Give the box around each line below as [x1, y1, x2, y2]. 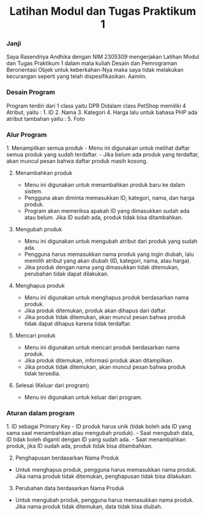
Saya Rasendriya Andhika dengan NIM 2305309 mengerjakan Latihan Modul [6, 53, 199, 61]
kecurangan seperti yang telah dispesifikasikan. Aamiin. [6, 72, 147, 80]
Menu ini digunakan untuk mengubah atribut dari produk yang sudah [24, 237, 198, 245]
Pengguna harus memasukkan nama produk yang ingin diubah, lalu [24, 250, 195, 258]
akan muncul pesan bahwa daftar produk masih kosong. [6, 158, 148, 165]
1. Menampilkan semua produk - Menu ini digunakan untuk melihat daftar [6, 144, 190, 152]
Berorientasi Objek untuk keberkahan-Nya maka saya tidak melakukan [6, 66, 184, 74]
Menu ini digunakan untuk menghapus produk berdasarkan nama [24, 294, 189, 301]
